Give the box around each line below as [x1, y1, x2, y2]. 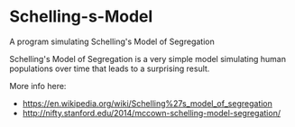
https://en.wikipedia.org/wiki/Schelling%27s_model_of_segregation [22, 97, 273, 109]
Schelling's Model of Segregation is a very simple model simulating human [9, 53, 287, 64]
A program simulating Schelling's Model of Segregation [9, 36, 215, 47]
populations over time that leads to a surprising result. [9, 63, 210, 74]
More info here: [9, 80, 67, 91]
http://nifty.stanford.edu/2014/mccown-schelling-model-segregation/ [22, 107, 281, 118]
